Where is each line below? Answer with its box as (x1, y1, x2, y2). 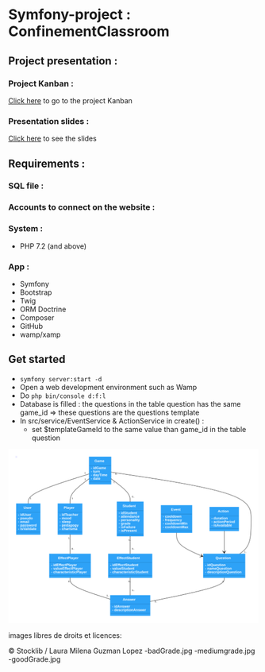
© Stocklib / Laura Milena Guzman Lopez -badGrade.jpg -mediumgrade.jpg (8, 646, 255, 655)
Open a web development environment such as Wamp (19, 382, 198, 392)
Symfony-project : (8, 6, 131, 24)
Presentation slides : (8, 115, 90, 126)
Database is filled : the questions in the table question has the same (19, 399, 241, 408)
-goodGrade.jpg (8, 654, 61, 664)
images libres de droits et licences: (8, 630, 122, 640)
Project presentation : (8, 54, 118, 68)
